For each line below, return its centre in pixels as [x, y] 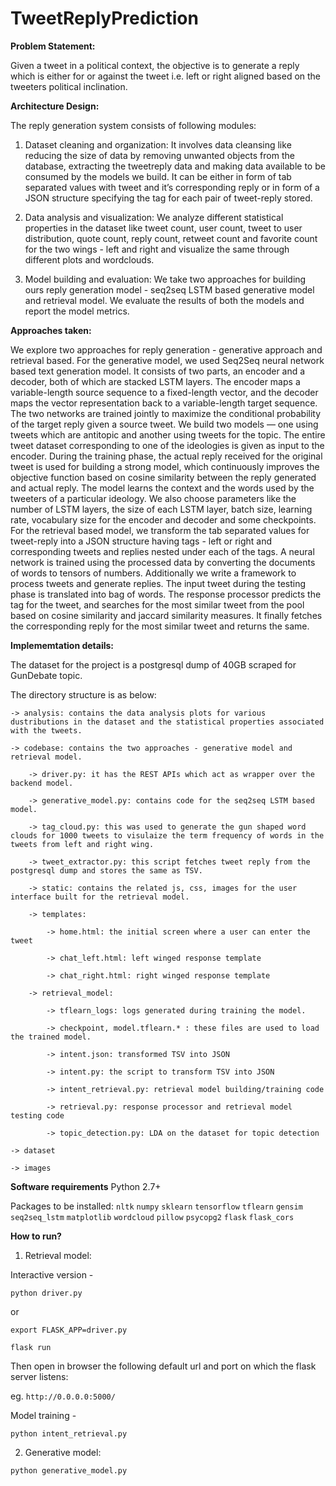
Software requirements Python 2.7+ [86, 1186]
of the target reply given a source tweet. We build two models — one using [164, 424]
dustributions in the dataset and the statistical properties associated [167, 722]
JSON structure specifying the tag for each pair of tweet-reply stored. [168, 198]
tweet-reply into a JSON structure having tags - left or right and [141, 541]
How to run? [36, 1236]
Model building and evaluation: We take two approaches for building [165, 279]
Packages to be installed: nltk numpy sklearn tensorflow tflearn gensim [156, 1206]
